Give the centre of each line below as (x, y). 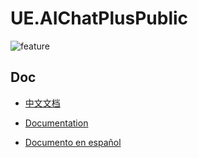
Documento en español (73, 142)
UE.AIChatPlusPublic (99, 18)
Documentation (56, 123)
